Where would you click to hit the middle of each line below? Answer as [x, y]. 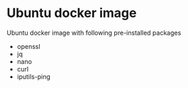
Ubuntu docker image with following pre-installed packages [94, 33]
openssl [28, 46]
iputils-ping [34, 77]
